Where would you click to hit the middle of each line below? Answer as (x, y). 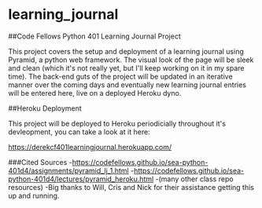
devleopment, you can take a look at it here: (79, 132)
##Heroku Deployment (45, 108)
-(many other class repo (194, 179)
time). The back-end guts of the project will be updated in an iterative (121, 76)
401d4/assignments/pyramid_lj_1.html (68, 170)
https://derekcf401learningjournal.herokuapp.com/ (90, 147)
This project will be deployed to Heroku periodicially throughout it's (117, 123)
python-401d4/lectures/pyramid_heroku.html (81, 179)
